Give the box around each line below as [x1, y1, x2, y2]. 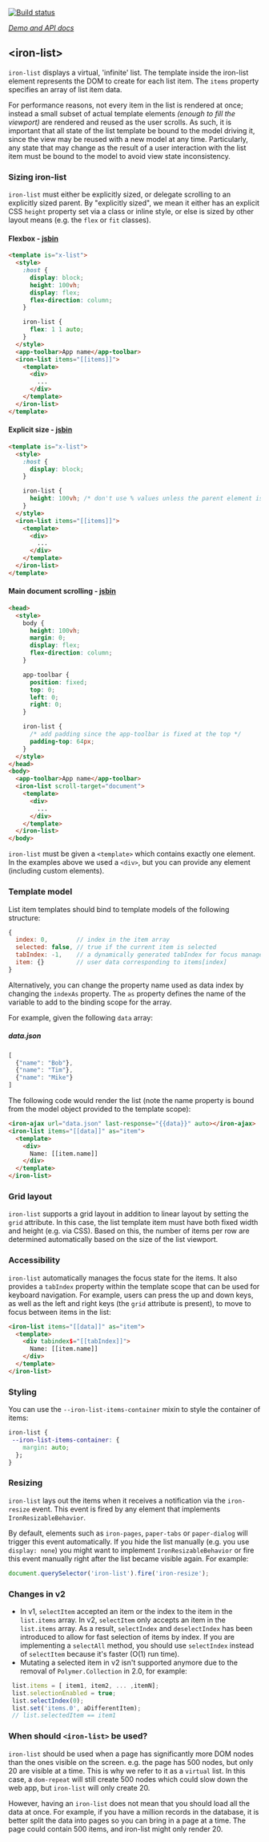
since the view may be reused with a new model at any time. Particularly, [8, 134, 248, 144]
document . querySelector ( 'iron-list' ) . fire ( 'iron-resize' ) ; [8, 1569, 210, 1577]
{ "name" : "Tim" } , [15, 1066, 74, 1074]
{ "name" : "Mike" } [15, 1073, 74, 1082]
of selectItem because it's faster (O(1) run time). [19, 1649, 180, 1658]
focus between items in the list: [8, 1307, 111, 1317]
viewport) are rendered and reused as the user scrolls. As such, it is [8, 117, 232, 127]
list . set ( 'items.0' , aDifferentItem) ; [11, 1704, 142, 1712]
